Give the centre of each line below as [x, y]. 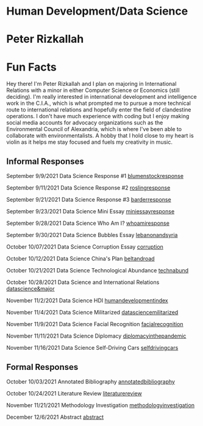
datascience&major [30, 289]
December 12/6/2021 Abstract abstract [55, 417]
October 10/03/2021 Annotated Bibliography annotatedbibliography [91, 382]
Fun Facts [31, 67]
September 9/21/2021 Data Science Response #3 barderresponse [89, 200]
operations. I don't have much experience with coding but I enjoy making [98, 116]
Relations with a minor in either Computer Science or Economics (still [93, 90]
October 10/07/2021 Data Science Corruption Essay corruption [85, 247]
